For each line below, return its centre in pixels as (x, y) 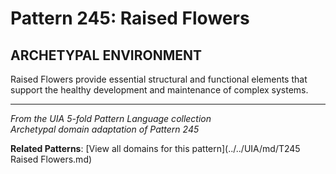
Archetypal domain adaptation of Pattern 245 (105, 129)
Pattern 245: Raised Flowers (130, 18)
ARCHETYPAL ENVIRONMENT (106, 55)
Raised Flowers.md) (51, 159)
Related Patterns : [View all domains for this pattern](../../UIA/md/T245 (155, 148)
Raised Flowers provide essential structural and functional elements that (159, 79)
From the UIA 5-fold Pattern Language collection (111, 118)
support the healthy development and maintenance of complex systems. (159, 90)
